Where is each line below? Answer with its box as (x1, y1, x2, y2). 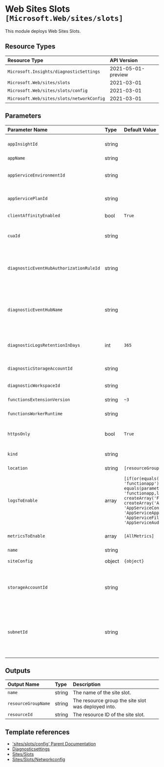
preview (109, 71, 128, 78)
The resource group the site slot (73, 697, 146, 704)
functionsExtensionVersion (7, 397, 70, 402)
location (7, 465, 28, 471)
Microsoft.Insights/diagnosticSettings (7, 68, 100, 74)
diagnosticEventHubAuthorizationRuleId (7, 265, 100, 271)
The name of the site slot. (73, 689, 131, 696)
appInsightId (7, 141, 38, 147)
